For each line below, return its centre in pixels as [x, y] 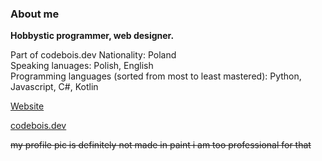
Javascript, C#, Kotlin [54, 87]
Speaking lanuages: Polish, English [82, 66]
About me [35, 14]
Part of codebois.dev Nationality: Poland [93, 55]
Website [27, 106]
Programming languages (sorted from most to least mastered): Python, [156, 76]
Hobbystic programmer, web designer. [92, 36]
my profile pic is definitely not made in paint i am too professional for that [161, 145]
